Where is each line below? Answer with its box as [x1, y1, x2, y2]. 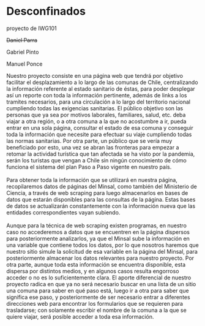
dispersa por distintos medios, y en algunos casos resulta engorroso [6, 267, 179, 275]
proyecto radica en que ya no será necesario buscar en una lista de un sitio [6, 280, 196, 287]
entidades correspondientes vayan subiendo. [6, 208, 121, 216]
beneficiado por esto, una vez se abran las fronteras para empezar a [6, 143, 179, 151]
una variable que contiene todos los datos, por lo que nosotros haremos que [6, 241, 199, 249]
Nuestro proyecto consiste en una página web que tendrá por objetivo [6, 72, 184, 79]
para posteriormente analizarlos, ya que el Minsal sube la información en [6, 235, 190, 242]
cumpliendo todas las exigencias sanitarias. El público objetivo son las [6, 104, 184, 112]
